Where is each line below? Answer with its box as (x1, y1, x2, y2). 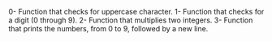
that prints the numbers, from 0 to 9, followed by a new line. (8, 24, 209, 33)
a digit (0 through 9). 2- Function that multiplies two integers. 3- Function (8, 15, 253, 25)
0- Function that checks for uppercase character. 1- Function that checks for (8, 7, 265, 16)
